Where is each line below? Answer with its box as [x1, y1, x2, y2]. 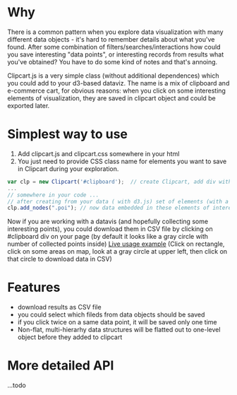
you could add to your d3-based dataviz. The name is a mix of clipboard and [7, 78, 230, 87]
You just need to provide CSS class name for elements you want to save [17, 157, 227, 165]
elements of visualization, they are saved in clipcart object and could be [7, 93, 217, 102]
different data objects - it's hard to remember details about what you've [7, 35, 215, 43]
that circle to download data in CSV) [7, 255, 113, 264]
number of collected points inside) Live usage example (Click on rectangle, [7, 240, 225, 248]
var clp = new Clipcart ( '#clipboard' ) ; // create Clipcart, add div [7, 178, 217, 185]
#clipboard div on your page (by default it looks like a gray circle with [7, 232, 209, 241]
